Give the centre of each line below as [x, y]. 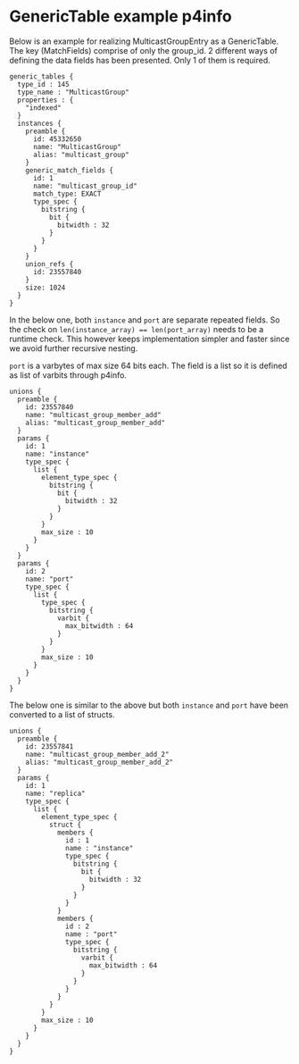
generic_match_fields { [70, 170]
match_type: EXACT [67, 194]
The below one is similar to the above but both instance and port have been [149, 705]
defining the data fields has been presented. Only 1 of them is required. [140, 60]
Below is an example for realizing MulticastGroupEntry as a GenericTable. [144, 41]
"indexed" [44, 108]
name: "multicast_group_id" [85, 186]
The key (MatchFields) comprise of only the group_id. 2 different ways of [144, 50]
